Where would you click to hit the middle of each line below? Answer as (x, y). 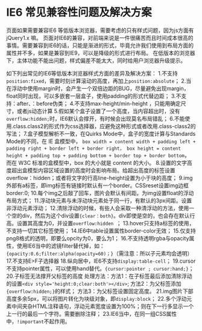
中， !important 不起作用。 (38, 321)
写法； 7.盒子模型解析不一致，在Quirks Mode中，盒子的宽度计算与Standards (101, 133)
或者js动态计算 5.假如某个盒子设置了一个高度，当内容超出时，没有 (98, 111)
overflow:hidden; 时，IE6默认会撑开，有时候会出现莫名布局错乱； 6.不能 (96, 118)
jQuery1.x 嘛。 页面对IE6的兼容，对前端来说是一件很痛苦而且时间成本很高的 (100, 37)
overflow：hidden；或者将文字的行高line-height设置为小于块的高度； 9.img (99, 178)
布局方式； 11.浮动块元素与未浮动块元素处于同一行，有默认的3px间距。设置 (99, 201)
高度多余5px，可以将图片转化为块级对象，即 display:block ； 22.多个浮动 (96, 298)
